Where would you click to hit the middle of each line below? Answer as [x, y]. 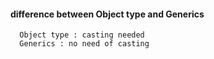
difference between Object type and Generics [107, 14]
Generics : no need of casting [84, 44]
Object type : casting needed [82, 35]
